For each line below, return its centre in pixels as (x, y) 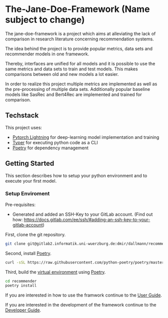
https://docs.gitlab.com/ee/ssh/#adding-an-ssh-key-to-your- (87, 219)
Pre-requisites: (20, 204)
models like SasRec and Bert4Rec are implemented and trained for (73, 94)
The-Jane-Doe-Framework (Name (77, 9)
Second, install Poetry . (28, 253)
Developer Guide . (23, 310)
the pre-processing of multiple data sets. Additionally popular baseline (78, 89)
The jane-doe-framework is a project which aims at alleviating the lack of (80, 33)
